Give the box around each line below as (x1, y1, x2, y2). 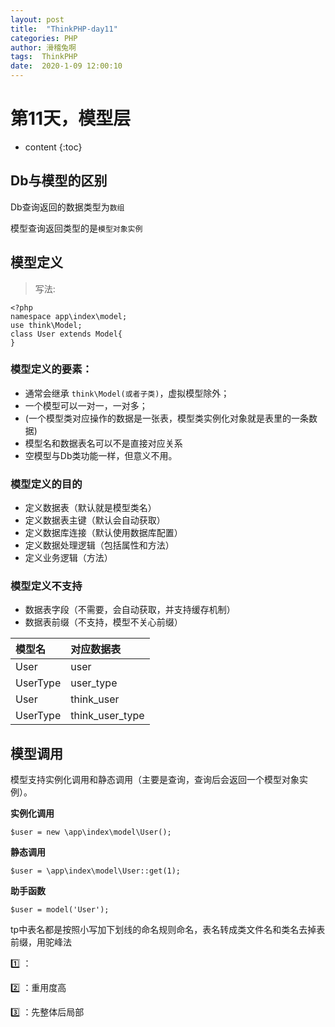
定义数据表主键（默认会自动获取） (24, 514, 166, 526)
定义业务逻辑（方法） (24, 552, 113, 564)
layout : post (10, 14, 65, 25)
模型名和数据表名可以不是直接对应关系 (24, 437, 183, 449)
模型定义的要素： (10, 362, 93, 376)
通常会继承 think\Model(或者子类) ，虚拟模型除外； (24, 387, 230, 399)
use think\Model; (10, 320, 83, 330)
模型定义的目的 (10, 477, 83, 491)
